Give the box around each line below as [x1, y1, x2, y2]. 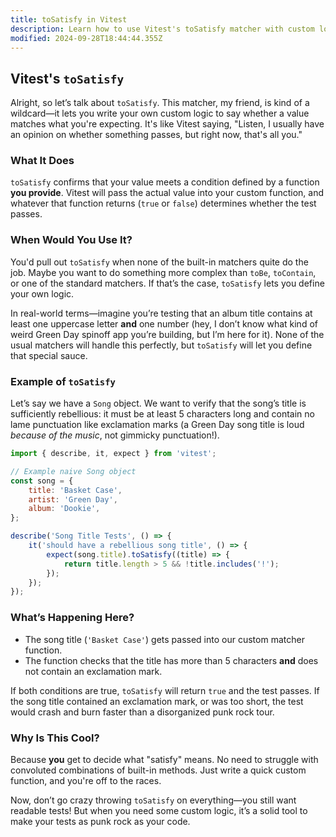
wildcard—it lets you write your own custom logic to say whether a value [10, 107, 310, 120]
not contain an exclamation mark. [24, 665, 163, 677]
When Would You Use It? [10, 233, 133, 247]
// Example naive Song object [10, 466, 137, 476]
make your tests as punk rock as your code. [10, 815, 191, 827]
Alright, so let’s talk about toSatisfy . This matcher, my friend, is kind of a [10, 97, 310, 109]
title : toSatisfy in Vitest [10, 14, 128, 25]
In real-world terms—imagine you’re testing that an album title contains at [10, 307, 313, 319]
